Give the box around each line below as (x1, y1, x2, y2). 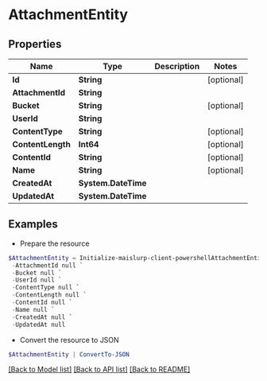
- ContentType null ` (11, 284, 80, 292)
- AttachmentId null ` (11, 261, 83, 270)
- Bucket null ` (11, 269, 62, 277)
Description (154, 61, 200, 72)
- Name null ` (11, 305, 56, 313)
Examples (8, 217, 58, 231)
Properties (8, 37, 62, 51)
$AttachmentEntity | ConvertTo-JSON (8, 350, 130, 359)
